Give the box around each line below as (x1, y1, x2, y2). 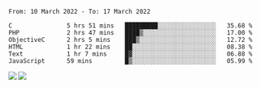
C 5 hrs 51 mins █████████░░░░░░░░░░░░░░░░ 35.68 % (8, 22, 253, 30)
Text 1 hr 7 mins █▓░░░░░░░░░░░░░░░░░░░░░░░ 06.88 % (8, 50, 253, 58)
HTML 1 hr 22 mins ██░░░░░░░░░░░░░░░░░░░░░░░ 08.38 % (8, 43, 253, 51)
